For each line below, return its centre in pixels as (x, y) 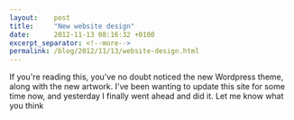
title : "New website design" (72, 26)
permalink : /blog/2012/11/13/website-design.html (105, 51)
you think (27, 106)
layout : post (40, 18)
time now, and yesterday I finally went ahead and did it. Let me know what (147, 97)
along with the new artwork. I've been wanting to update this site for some (147, 87)
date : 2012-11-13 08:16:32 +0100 (82, 34)
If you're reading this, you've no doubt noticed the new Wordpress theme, (147, 77)
